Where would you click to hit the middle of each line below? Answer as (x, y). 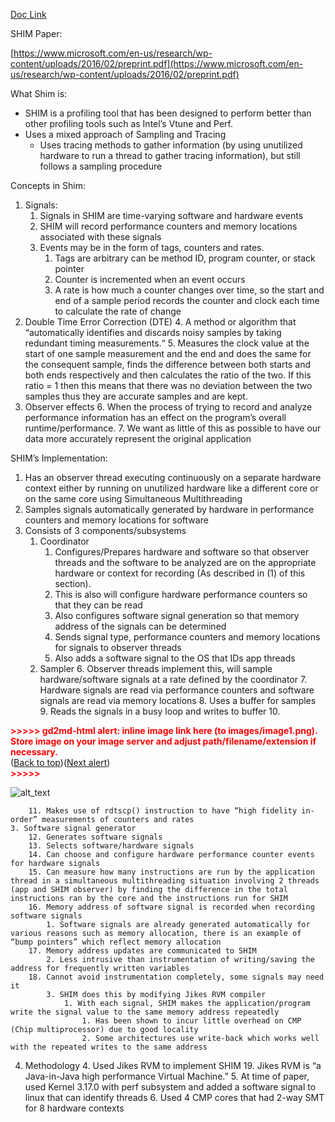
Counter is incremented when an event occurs (150, 279)
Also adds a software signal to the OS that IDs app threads (175, 658)
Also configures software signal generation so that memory (177, 615)
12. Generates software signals (95, 837)
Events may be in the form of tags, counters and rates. (152, 247)
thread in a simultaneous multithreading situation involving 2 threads (165, 881)
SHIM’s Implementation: (59, 458)
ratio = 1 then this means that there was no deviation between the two (168, 385)
